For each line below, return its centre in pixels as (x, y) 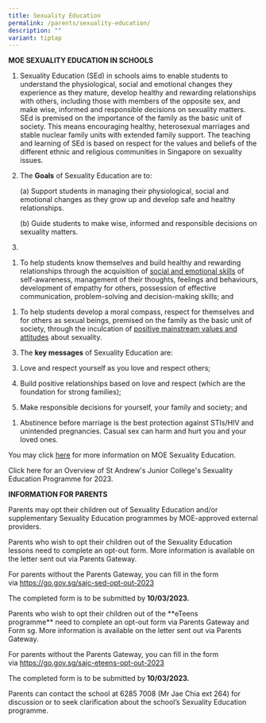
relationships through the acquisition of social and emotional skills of (132, 271)
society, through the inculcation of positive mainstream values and (129, 329)
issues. (31, 161)
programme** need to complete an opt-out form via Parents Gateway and (129, 622)
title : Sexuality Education (55, 16)
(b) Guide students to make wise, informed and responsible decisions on (139, 224)
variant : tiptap (35, 38)
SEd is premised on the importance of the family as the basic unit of (131, 118)
